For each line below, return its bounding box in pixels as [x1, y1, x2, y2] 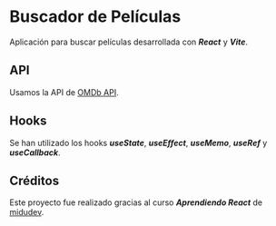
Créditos [9, 172, 60, 188]
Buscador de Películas [9, 6, 182, 27]
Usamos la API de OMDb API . [9, 86, 120, 97]
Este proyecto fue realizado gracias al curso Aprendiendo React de [9, 197, 263, 208]
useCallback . [9, 147, 61, 158]
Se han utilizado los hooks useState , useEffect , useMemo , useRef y [9, 137, 268, 148]
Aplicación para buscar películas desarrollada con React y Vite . [9, 36, 248, 47]
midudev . [9, 207, 44, 218]
